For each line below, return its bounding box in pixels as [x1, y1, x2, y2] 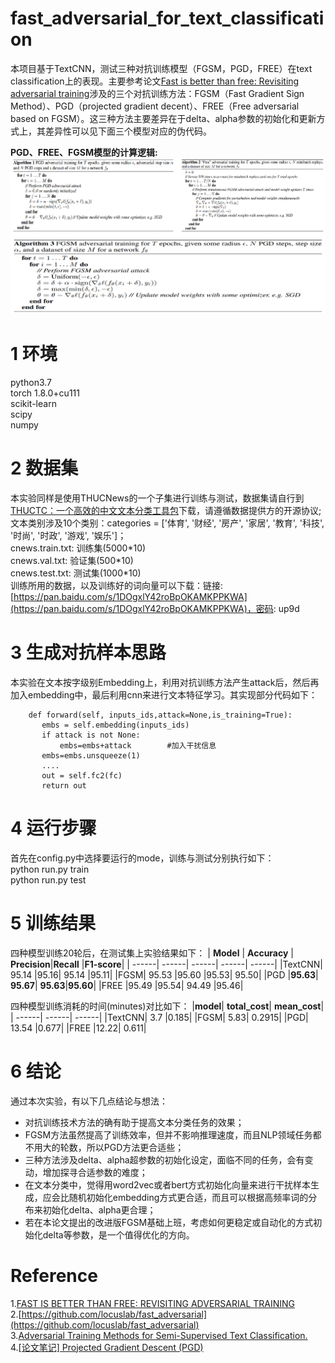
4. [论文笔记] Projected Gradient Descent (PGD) [10, 1341, 204, 1353]
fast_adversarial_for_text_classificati [10, 7, 325, 30]
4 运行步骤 [10, 817, 97, 839]
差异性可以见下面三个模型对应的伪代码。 [44, 125, 212, 137]
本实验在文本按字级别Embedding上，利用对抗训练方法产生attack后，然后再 [10, 676, 320, 688]
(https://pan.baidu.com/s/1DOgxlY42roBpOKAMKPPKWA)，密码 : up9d [10, 602, 300, 614]
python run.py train [10, 863, 90, 875]
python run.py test [10, 873, 87, 886]
